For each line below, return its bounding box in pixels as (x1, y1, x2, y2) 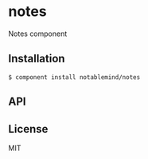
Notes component (8, 29, 68, 38)
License (8, 122, 49, 136)
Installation (8, 52, 65, 66)
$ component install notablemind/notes (8, 73, 141, 81)
